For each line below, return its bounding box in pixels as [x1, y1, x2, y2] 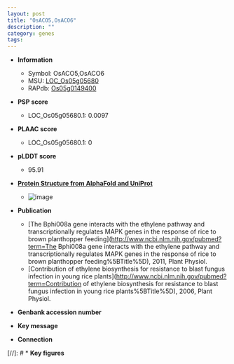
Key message [17, 322, 58, 330]
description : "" [7, 23, 55, 30]
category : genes [7, 29, 55, 37]
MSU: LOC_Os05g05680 [27, 76, 99, 85]
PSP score [17, 97, 48, 106]
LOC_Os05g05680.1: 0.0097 [27, 112, 109, 120]
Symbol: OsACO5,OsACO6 [27, 69, 105, 78]
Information [17, 55, 53, 64]
